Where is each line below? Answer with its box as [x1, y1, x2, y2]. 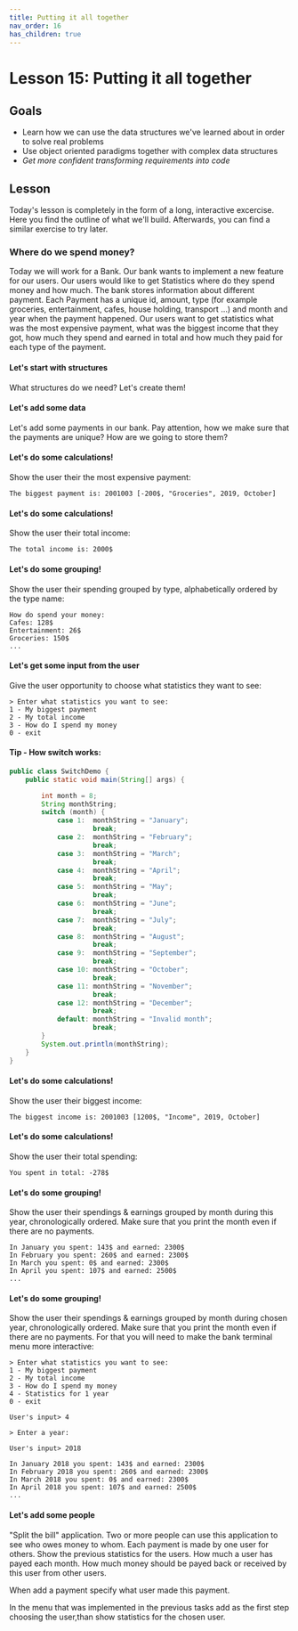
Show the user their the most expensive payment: [9, 472, 191, 483]
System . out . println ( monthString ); [41, 1040, 169, 1048]
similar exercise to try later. [9, 224, 109, 234]
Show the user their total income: [9, 527, 131, 539]
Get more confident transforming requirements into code [21, 155, 230, 166]
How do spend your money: [9, 610, 105, 619]
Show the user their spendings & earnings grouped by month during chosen [9, 1313, 287, 1324]
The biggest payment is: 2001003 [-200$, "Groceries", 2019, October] [9, 489, 277, 499]
